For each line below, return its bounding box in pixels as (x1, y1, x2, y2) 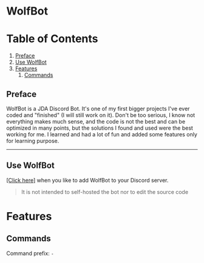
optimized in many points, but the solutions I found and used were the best (6, 124, 193, 131)
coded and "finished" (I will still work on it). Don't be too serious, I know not (6, 111, 195, 119)
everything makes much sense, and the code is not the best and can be (6, 118, 186, 125)
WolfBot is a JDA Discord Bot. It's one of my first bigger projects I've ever (6, 105, 190, 112)
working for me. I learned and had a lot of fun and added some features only (6, 130, 197, 138)
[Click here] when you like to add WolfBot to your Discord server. (6, 176, 169, 184)
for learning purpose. (6, 137, 59, 144)
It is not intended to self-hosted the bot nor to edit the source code (21, 188, 189, 195)
